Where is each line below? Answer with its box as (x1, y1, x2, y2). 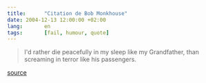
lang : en (7, 23, 51, 29)
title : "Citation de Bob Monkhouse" (7, 10, 128, 17)
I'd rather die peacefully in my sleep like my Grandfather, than (23, 48, 200, 56)
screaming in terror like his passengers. (23, 56, 136, 64)
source (7, 69, 28, 77)
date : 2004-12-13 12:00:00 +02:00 (7, 16, 107, 23)
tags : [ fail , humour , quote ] (7, 29, 110, 36)
